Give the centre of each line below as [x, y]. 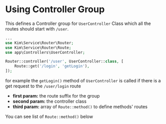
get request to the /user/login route [43, 86]
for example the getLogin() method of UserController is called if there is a [83, 81]
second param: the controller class [49, 101]
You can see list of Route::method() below [49, 117]
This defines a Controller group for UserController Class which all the [78, 23]
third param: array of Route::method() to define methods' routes [80, 107]
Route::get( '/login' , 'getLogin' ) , [52, 66]
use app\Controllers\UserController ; [45, 52]
